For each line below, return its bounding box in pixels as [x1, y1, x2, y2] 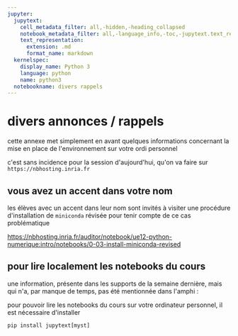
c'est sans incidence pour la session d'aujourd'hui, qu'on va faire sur [7, 158, 208, 167]
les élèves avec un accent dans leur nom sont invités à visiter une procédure [7, 203, 231, 212]
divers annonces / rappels [7, 113, 164, 130]
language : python [20, 69, 72, 77]
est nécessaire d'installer [7, 308, 81, 316]
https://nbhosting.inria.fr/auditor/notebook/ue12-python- [7, 233, 172, 241]
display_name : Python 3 [20, 63, 91, 70]
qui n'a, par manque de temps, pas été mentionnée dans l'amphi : [7, 286, 199, 295]
